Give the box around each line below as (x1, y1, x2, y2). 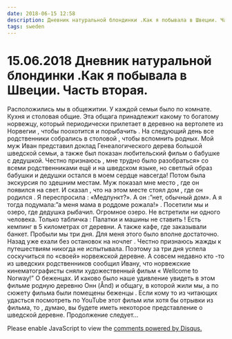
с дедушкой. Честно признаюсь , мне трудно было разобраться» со (7, 156, 209, 165)
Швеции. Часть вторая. (7, 82, 148, 98)
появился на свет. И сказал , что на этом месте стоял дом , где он (7, 186, 204, 194)
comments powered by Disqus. (113, 324, 202, 333)
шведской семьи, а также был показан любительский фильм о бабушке (7, 149, 220, 158)
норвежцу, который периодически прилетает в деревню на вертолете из (7, 120, 224, 128)
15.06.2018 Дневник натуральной (7, 53, 212, 68)
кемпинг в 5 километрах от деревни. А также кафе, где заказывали (7, 223, 207, 231)
